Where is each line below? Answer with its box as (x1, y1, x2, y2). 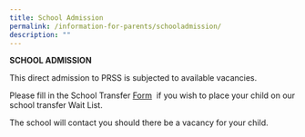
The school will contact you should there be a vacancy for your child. (9, 117, 269, 128)
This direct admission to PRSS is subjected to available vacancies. (9, 73, 258, 83)
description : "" (9, 30, 71, 39)
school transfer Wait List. (9, 100, 103, 111)
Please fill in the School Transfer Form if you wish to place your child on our (9, 90, 296, 101)
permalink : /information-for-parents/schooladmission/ (9, 22, 222, 31)
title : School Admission (9, 13, 104, 23)
